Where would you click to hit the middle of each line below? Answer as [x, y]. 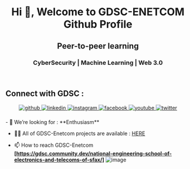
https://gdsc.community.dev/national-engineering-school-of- [94, 153]
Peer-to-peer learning [98, 46]
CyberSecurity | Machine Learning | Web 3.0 [98, 63]
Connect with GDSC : [45, 94]
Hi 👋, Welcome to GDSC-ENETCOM [98, 12]
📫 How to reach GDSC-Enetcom [54, 145]
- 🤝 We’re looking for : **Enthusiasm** [52, 122]
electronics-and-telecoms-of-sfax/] [59, 160]
